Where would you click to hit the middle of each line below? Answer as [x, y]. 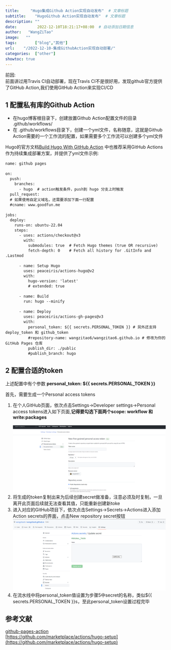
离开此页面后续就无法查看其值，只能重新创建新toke [66, 504]
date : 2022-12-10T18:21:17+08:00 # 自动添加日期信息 [69, 27]
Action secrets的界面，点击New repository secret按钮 [69, 516]
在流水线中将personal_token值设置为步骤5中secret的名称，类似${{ [82, 595]
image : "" [18, 38]
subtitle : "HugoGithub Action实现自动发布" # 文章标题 [65, 16]
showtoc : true [20, 59]
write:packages [30, 417]
